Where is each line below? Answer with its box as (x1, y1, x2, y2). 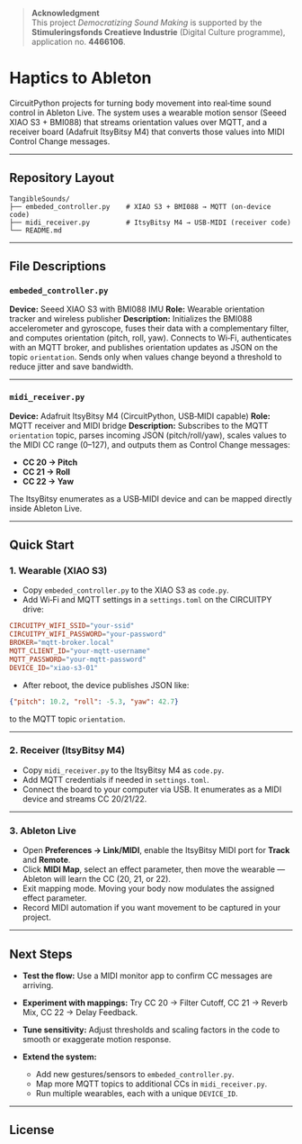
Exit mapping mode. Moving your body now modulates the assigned (22, 883, 275, 894)
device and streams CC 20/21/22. (22, 793, 147, 804)
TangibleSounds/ (9, 194, 70, 204)
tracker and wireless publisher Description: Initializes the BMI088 (9, 313, 253, 324)
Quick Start (9, 538, 75, 553)
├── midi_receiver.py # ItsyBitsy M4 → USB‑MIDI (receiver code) (9, 218, 292, 227)
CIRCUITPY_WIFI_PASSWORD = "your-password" (9, 630, 167, 639)
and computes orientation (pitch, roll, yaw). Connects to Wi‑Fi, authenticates (9, 332, 292, 343)
